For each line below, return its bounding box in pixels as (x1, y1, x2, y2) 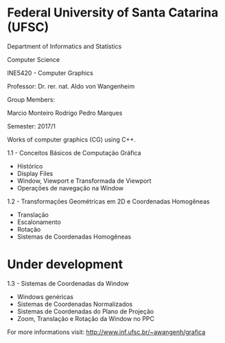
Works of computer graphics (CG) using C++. (7, 135, 136, 144)
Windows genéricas (16, 292, 74, 300)
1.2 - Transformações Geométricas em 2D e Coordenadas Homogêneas (7, 197, 211, 206)
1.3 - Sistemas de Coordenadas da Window (7, 279, 129, 287)
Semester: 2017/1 (7, 122, 56, 130)
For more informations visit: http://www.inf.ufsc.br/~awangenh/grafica (7, 328, 206, 336)
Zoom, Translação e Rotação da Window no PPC (16, 314, 155, 322)
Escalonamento (16, 218, 62, 226)
